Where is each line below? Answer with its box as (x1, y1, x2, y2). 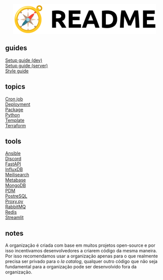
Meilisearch (5, 172, 29, 178)
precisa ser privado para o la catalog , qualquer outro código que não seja (5, 258, 158, 264)
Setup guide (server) (5, 62, 48, 68)
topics (5, 82, 26, 91)
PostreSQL (5, 193, 28, 199)
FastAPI (5, 161, 22, 167)
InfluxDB (5, 166, 23, 172)
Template (5, 117, 25, 123)
